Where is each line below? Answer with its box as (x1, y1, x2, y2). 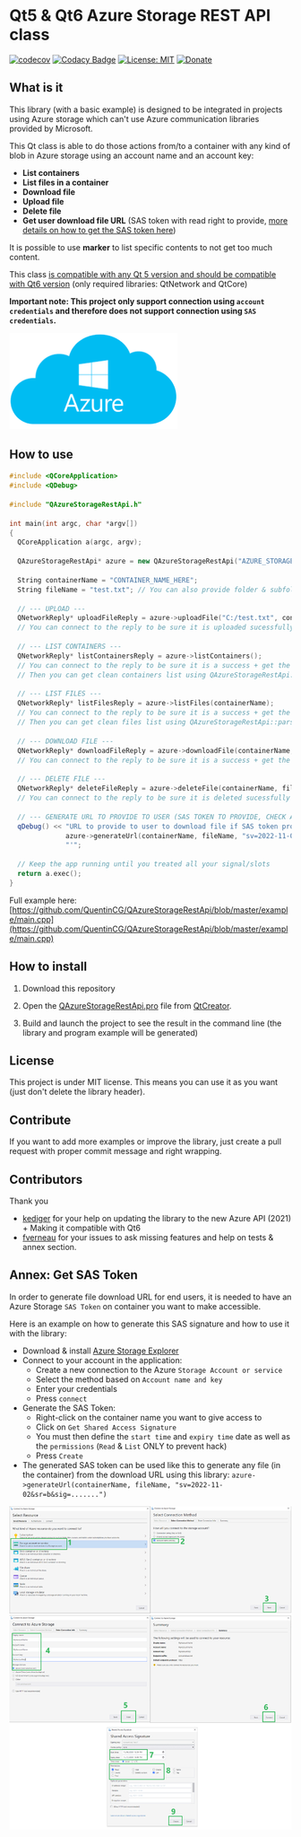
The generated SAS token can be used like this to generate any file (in (21, 1459, 281, 1470)
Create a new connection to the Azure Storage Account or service (35, 1364, 283, 1375)
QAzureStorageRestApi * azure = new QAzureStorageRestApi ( (17, 557, 239, 566)
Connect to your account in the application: (21, 1354, 183, 1365)
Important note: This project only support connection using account (9, 295, 265, 306)
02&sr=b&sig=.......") (21, 1490, 107, 1499)
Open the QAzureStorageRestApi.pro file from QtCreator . (21, 1000, 232, 1010)
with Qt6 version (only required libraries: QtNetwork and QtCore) (9, 278, 248, 289)
